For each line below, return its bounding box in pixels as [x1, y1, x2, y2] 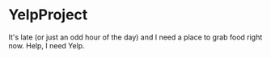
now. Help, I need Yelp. [8, 40, 85, 50]
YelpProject [8, 6, 88, 24]
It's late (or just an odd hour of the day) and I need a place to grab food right [8, 32, 263, 42]
